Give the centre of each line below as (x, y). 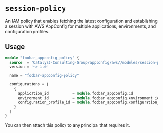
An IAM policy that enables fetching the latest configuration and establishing (81, 21)
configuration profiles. (27, 31)
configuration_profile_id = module (54, 102)
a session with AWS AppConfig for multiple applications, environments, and (81, 26)
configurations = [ (29, 84)
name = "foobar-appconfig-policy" (44, 76)
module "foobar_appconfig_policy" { (42, 58)
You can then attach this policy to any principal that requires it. (67, 125)
